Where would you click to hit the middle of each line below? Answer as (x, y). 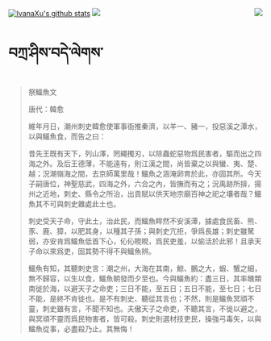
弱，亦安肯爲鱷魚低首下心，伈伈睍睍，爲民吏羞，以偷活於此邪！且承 (141, 241)
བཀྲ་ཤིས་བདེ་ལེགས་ (56, 53)
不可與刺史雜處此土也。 (81, 204)
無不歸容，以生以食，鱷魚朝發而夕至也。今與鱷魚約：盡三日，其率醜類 (145, 278)
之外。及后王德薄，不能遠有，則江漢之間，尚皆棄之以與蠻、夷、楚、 (148, 163)
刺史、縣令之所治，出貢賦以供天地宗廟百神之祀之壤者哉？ (159, 193)
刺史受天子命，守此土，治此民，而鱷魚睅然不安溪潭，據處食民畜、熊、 (145, 221)
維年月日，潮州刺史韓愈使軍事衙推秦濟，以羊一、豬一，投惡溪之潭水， (145, 126)
